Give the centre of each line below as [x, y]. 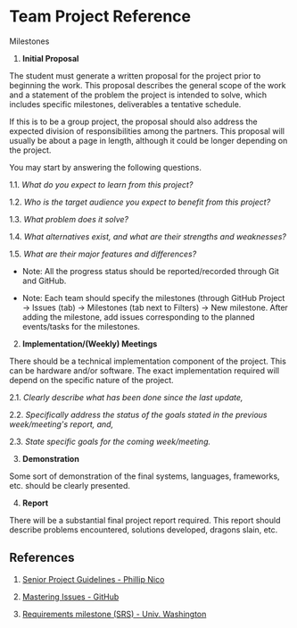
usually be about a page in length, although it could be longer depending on [148, 140]
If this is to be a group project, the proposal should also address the [133, 121]
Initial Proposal [50, 58]
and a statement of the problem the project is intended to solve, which [138, 95]
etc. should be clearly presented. [70, 485]
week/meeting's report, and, [62, 424]
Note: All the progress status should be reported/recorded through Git [150, 271]
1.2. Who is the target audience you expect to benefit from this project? [140, 202]
